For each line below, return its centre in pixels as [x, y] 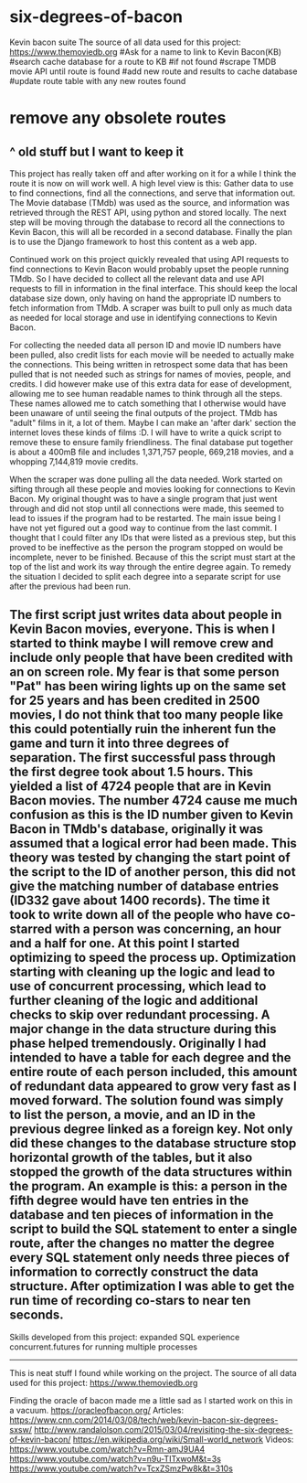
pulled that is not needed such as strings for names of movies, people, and [150, 374]
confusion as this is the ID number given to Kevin [152, 815]
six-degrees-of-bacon [96, 17]
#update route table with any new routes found [98, 80]
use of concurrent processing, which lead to [138, 986]
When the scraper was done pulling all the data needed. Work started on [146, 479]
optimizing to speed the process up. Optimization [153, 958]
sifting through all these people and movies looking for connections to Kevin [153, 489]
